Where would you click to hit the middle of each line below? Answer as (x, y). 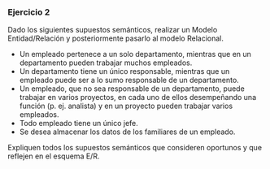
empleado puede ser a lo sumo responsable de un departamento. (129, 80)
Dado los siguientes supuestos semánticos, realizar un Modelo (113, 30)
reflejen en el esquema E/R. (54, 156)
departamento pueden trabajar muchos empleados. (106, 63)
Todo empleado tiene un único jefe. (79, 123)
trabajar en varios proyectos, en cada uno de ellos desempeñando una (138, 97)
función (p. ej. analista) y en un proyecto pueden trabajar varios (126, 106)
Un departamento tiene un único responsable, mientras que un (124, 71)
